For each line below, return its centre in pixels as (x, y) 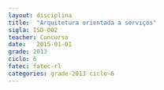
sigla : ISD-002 (33, 30)
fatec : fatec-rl (35, 67)
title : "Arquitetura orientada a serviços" (82, 23)
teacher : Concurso (38, 37)
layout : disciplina (40, 15)
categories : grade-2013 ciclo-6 (61, 74)
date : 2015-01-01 (40, 45)
